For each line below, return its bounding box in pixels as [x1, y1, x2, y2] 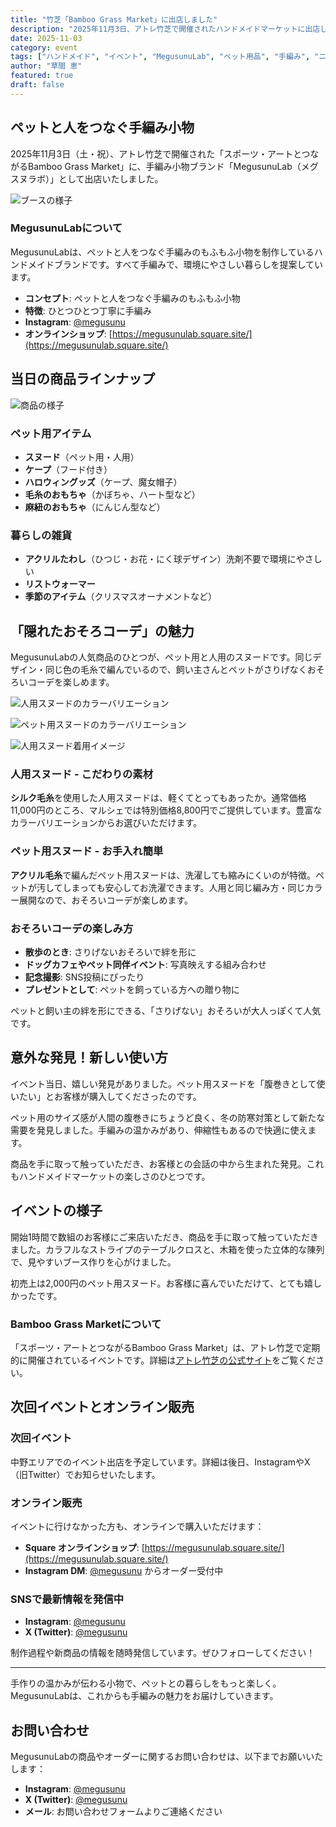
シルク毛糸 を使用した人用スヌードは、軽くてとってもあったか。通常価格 [10, 792, 307, 804]
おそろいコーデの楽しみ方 [10, 921, 134, 935]
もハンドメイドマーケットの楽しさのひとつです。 [10, 1170, 211, 1182]
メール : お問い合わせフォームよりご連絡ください [24, 1805, 223, 1817]
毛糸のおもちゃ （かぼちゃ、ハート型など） [24, 488, 201, 500]
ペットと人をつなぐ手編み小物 [10, 119, 195, 136]
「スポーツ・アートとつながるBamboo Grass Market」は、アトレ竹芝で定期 [10, 1341, 321, 1353]
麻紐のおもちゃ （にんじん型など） [24, 501, 166, 513]
